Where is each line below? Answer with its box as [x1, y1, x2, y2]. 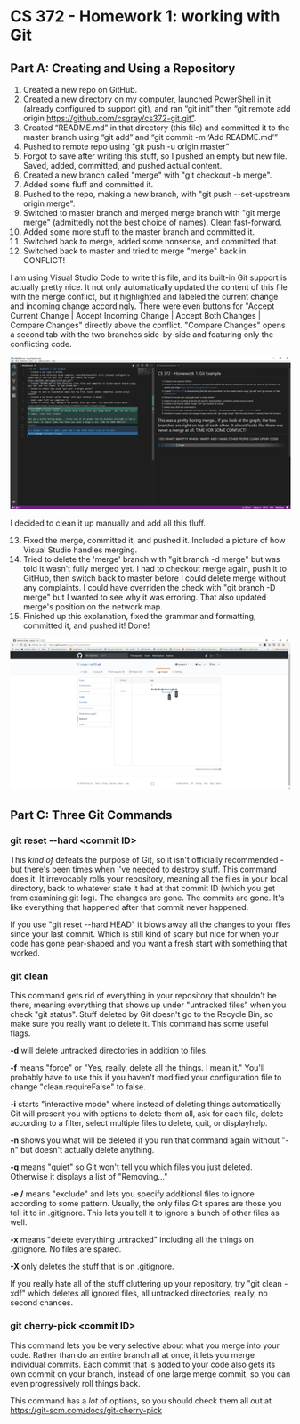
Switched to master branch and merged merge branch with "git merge [22, 208, 281, 218]
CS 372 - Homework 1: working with [10, 6, 280, 27]
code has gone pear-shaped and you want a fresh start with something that [10, 939, 288, 949]
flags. [10, 1028, 31, 1039]
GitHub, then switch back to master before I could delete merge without [22, 573, 287, 584]
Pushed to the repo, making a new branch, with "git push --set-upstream [22, 189, 291, 199]
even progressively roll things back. [10, 1378, 141, 1388]
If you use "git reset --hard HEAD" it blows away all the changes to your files [10, 919, 291, 930]
